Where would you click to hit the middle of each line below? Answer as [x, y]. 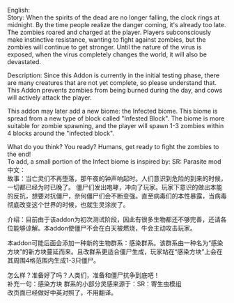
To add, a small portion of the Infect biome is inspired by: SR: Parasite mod [114, 162]
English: [18, 10]
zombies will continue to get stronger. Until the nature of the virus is [104, 47]
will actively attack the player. [49, 98]
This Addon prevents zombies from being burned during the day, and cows [115, 90]
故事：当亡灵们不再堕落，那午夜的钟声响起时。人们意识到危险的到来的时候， [117, 178]
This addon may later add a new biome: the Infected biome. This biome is [112, 111]
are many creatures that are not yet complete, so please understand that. [112, 83]
